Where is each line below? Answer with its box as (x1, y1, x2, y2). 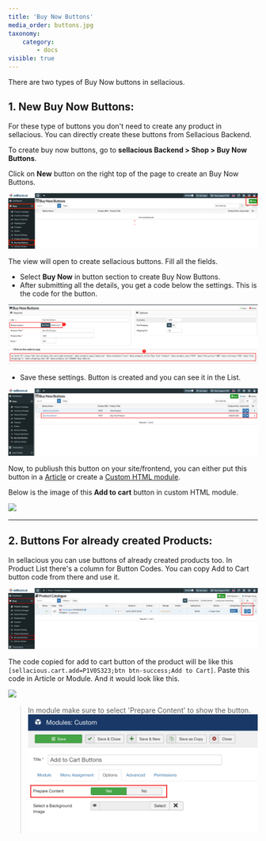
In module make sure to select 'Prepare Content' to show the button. (27, 705, 251, 715)
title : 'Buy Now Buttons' (8, 13, 93, 21)
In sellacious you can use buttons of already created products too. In (8, 555, 233, 564)
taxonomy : (8, 29, 41, 37)
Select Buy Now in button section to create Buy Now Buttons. (19, 272, 221, 281)
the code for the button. (19, 289, 97, 298)
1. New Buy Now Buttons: (8, 100, 135, 114)
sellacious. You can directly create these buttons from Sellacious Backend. (8, 129, 252, 139)
